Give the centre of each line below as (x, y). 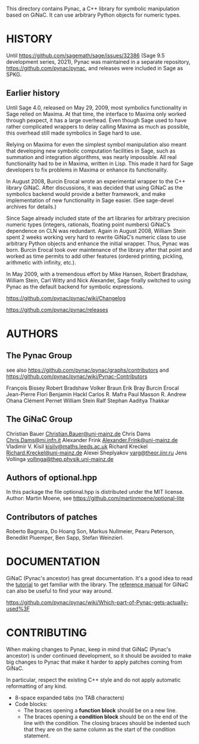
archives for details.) (31, 206)
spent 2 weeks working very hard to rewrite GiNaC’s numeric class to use (96, 237)
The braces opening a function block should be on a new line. (100, 711)
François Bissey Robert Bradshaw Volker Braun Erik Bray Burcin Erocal (93, 388)
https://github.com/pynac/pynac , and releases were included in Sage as (95, 68)
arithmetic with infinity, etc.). (41, 262)
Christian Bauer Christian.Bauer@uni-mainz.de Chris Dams (78, 434)
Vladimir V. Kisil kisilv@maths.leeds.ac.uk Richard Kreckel (77, 446)
